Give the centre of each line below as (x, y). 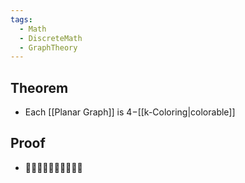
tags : (21, 19)
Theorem (39, 87)
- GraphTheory (48, 47)
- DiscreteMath (51, 38)
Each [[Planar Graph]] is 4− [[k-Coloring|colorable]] (130, 112)
